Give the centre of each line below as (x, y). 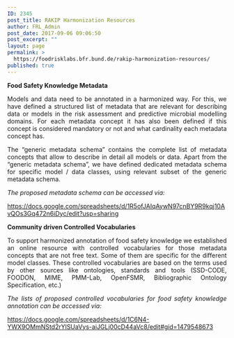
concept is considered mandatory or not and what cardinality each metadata (117, 128)
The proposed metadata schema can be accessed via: (86, 192)
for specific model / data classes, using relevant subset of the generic (117, 171)
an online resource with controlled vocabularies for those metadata (117, 247)
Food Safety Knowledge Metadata (57, 85)
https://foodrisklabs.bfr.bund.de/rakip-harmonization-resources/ (112, 59)
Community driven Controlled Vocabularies (71, 226)
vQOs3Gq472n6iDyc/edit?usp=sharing (63, 213)
